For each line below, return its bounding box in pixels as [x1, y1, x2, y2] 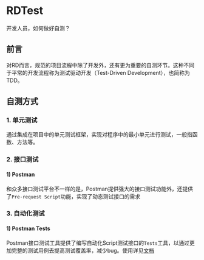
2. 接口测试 [6, 155, 39, 164]
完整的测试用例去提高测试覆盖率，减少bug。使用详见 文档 [11, 247, 155, 254]
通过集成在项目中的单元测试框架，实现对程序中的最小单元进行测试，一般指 [6, 131, 192, 138]
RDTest [6, 4, 44, 18]
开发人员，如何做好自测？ [6, 24, 70, 32]
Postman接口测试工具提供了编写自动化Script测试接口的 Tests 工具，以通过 [6, 239, 190, 247]
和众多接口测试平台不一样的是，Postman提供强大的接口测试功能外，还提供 [6, 185, 193, 192]
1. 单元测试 [6, 116, 38, 125]
